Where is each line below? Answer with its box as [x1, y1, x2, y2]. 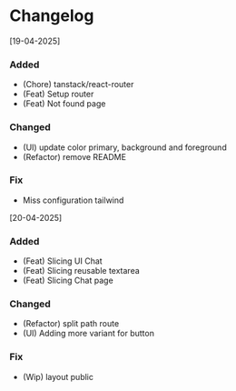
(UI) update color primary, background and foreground [22, 142, 227, 153]
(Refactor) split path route [22, 318, 120, 329]
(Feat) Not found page [22, 98, 106, 109]
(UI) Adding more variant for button [22, 328, 154, 339]
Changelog [9, 5, 94, 26]
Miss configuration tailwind [22, 195, 124, 206]
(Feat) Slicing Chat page [22, 275, 113, 286]
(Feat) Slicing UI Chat [22, 256, 103, 266]
